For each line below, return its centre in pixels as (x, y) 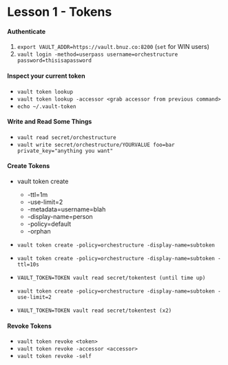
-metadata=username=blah (66, 209)
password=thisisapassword (54, 61)
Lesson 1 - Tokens (60, 12)
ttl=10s (28, 264)
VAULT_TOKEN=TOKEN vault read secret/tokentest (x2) (94, 311)
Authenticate (27, 31)
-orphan (39, 231)
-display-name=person (60, 217)
